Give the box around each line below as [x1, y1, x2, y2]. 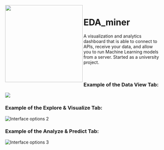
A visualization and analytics [83, 33, 142, 39]
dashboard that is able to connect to [83, 38, 158, 44]
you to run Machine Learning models [83, 49, 159, 55]
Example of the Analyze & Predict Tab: [5, 128, 99, 135]
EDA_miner [83, 17, 130, 28]
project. [83, 59, 100, 65]
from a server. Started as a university [83, 54, 160, 60]
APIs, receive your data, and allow [83, 43, 153, 49]
